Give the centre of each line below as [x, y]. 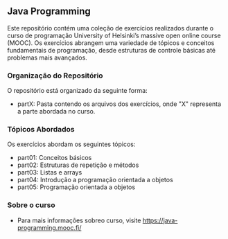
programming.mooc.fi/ [49, 227]
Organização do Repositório [55, 76]
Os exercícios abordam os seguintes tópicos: [71, 144]
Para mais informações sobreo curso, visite [79, 220]
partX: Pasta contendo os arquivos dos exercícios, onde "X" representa [119, 104]
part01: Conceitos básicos [54, 158]
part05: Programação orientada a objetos [76, 187]
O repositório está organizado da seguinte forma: [77, 91]
